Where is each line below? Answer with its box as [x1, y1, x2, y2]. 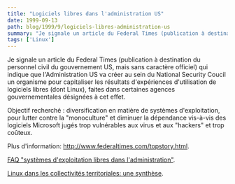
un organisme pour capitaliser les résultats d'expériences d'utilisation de [7, 78, 217, 86]
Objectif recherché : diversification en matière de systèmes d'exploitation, [7, 106, 220, 115]
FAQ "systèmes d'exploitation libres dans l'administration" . [7, 155, 176, 164]
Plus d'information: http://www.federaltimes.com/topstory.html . [7, 142, 190, 150]
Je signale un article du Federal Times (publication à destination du [7, 55, 201, 64]
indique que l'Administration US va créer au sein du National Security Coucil [7, 71, 226, 79]
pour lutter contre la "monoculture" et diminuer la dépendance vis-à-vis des [7, 113, 227, 122]
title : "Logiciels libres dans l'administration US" [7, 10, 164, 17]
